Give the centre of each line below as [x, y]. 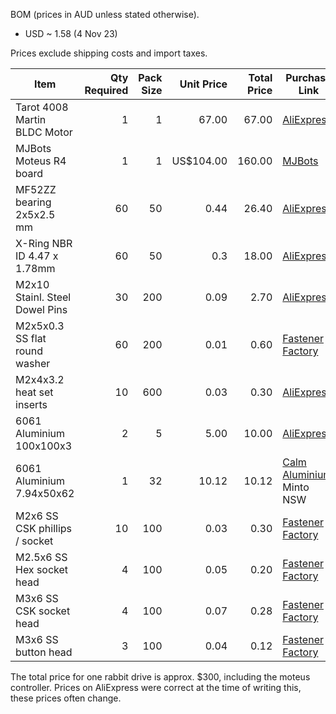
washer [33, 363]
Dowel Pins [41, 309]
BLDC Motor [44, 132]
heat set [34, 392]
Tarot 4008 [42, 107]
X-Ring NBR [44, 243]
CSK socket [43, 611]
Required [106, 90]
